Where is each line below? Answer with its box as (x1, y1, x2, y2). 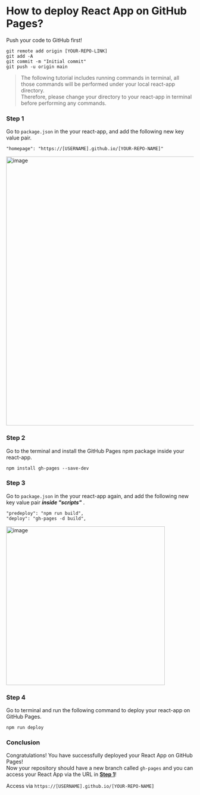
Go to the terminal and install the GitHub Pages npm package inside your (6, 447, 185, 454)
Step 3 (6, 479, 26, 487)
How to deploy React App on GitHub (6, 4, 187, 18)
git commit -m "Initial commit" (6, 58, 86, 64)
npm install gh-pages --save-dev (6, 465, 89, 471)
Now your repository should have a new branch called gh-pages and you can (6, 765, 193, 772)
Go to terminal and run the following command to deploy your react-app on (6, 707, 190, 714)
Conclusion (6, 738, 40, 747)
